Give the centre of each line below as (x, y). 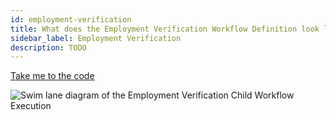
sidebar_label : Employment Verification (96, 38)
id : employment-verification (71, 19)
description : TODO (48, 47)
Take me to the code (52, 76)
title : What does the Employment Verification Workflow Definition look (165, 29)
